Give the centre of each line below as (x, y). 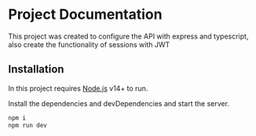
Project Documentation (85, 15)
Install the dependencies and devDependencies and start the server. (119, 103)
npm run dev (27, 125)
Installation (36, 70)
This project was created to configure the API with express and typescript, (128, 36)
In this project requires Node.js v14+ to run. (78, 88)
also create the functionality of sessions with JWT (89, 44)
